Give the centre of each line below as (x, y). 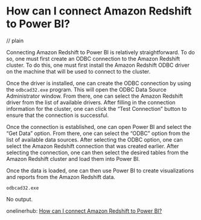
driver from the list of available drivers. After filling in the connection (91, 102)
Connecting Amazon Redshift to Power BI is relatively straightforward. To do (101, 52)
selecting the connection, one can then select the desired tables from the (97, 152)
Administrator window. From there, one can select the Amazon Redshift (94, 96)
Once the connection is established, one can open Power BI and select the (99, 127)
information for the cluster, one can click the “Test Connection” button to (97, 108)
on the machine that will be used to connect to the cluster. (78, 71)
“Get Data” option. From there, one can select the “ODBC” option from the (98, 133)
